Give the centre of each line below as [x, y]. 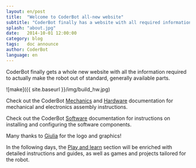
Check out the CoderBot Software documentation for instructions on [88, 118]
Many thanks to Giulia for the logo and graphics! [64, 136]
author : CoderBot [27, 50]
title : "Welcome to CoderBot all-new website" [65, 17]
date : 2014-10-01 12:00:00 [41, 33]
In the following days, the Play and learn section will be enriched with [89, 147]
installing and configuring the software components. [69, 124]
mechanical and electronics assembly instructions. [67, 107]
